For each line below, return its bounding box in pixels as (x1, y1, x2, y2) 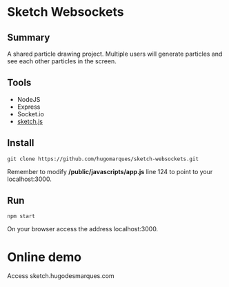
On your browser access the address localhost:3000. (7, 225, 159, 233)
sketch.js (17, 117, 43, 125)
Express (17, 103, 41, 111)
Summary (7, 32, 50, 43)
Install (7, 137, 34, 149)
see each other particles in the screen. (7, 57, 117, 65)
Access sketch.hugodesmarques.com (7, 272, 115, 280)
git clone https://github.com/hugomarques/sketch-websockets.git (7, 156, 199, 162)
